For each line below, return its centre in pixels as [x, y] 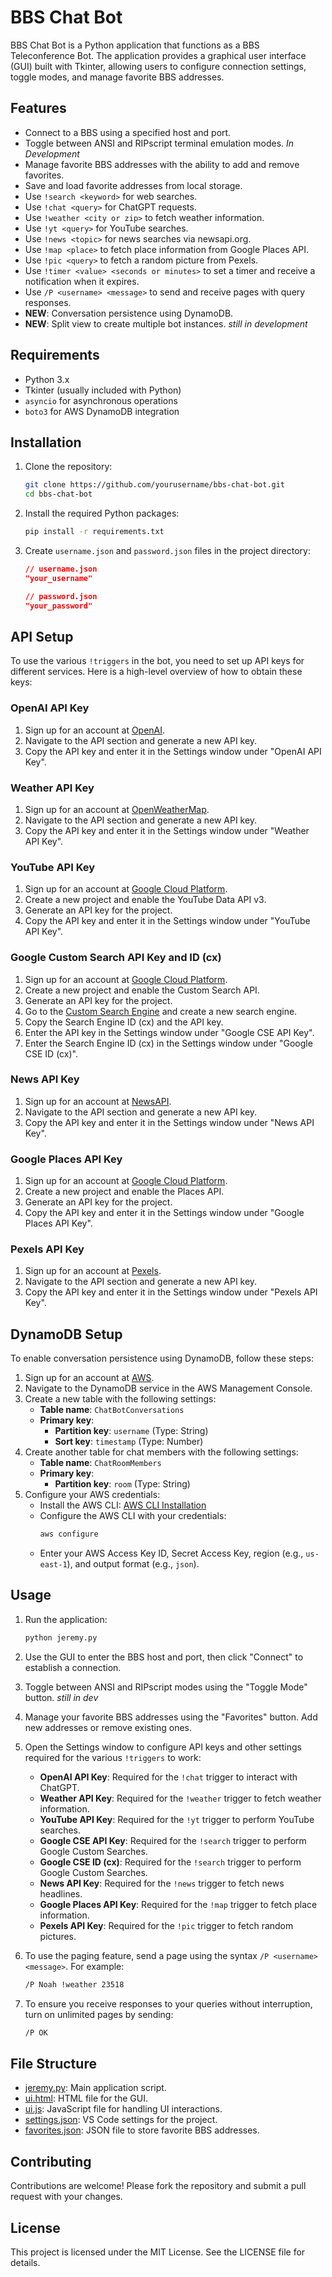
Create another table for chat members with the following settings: [161, 1452]
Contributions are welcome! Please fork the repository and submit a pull [158, 2186]
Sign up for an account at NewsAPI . [98, 1101]
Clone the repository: [68, 467]
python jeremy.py [61, 1637]
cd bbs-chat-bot [58, 494]
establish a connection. [73, 1667]
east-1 [53, 1565]
